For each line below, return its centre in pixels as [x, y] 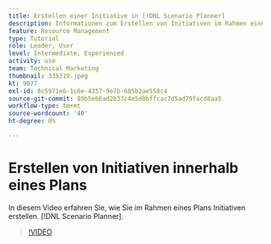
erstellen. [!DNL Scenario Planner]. [66, 216]
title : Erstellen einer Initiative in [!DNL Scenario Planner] [117, 16]
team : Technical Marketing [54, 69]
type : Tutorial [34, 38]
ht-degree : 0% [32, 121]
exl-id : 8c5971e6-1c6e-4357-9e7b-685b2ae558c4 [88, 91]
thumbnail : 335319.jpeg [48, 76]
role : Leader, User [41, 46]
